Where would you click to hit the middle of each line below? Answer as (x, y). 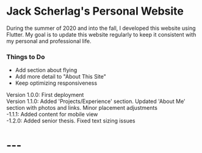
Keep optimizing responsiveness (56, 83)
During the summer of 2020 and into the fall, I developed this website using (101, 28)
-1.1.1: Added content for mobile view (52, 115)
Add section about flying (46, 70)
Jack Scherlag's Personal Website (95, 11)
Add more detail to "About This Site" (61, 77)
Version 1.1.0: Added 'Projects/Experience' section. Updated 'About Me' (96, 101)
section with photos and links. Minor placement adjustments (82, 108)
